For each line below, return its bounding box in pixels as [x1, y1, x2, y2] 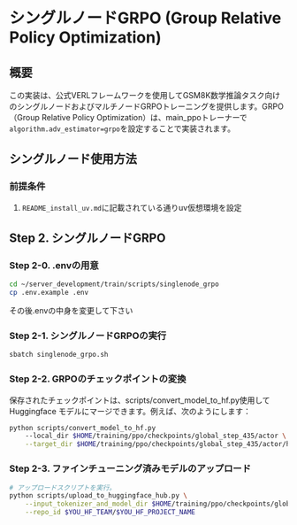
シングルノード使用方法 [9, 151, 137, 166]
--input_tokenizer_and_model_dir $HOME [25, 499, 172, 509]
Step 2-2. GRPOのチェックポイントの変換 [9, 373, 187, 385]
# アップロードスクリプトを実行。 [9, 483, 117, 492]
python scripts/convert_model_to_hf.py [9, 423, 156, 432]
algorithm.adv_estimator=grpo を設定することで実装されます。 [9, 123, 236, 134]
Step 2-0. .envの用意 [9, 259, 99, 271]
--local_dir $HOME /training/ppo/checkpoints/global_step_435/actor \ [25, 431, 287, 441]
